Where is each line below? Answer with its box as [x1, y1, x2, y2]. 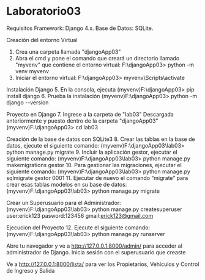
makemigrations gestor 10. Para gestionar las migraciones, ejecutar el [6, 161, 182, 168]
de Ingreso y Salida [6, 267, 55, 274]
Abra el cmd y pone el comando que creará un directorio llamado [15, 54, 180, 62]
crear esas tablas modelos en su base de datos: [6, 181, 127, 188]
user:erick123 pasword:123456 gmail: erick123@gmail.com [6, 212, 154, 219]
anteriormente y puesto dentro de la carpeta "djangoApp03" [6, 117, 158, 124]
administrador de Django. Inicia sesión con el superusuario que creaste [6, 248, 186, 256]
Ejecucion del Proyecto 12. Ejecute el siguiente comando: [6, 224, 151, 231]
